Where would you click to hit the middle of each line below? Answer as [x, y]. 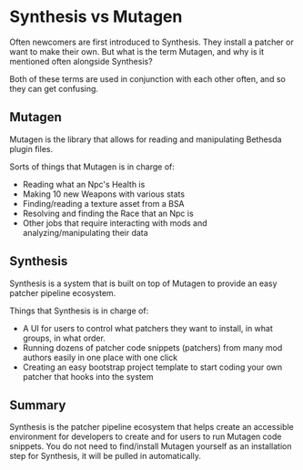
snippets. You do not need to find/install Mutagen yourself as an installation [151, 446]
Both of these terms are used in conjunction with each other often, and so [148, 78]
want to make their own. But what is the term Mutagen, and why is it [137, 51]
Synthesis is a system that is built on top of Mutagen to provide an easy [143, 283]
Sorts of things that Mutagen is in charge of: [92, 167]
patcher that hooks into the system [88, 376]
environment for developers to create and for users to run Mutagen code [146, 437]
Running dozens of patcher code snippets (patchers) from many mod [152, 347]
